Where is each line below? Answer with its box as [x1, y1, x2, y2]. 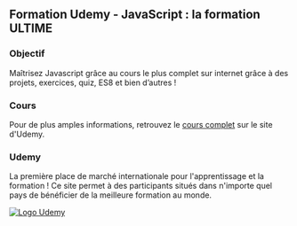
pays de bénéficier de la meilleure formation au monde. [9, 190, 212, 200]
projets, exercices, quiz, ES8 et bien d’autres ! [9, 77, 177, 88]
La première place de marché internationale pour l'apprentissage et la [9, 171, 265, 182]
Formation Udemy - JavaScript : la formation [9, 7, 261, 22]
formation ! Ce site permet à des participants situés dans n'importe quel [9, 181, 273, 191]
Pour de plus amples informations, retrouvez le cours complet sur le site [9, 119, 273, 129]
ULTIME [9, 21, 53, 36]
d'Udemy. [9, 129, 45, 139]
